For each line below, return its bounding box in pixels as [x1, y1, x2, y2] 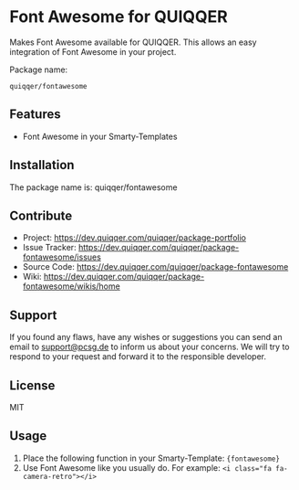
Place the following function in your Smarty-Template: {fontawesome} [22, 453, 281, 463]
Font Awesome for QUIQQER [9, 6, 228, 27]
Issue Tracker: [22, 242, 77, 253]
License [9, 378, 56, 393]
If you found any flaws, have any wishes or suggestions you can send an [9, 332, 283, 343]
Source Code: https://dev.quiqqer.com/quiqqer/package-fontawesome [22, 261, 289, 272]
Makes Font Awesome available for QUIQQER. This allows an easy [9, 37, 257, 48]
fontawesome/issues [22, 251, 102, 262]
